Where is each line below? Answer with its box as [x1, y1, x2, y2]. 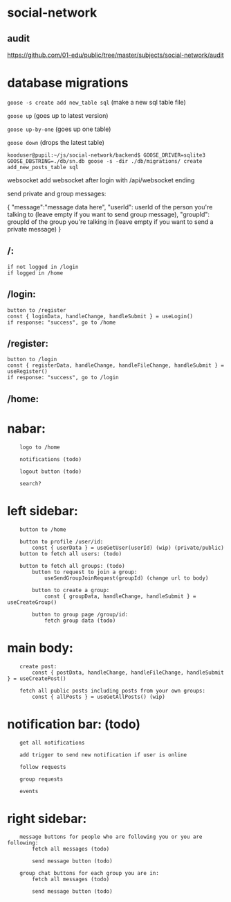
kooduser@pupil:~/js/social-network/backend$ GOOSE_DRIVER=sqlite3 [7, 151, 206, 159]
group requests [19, 775, 64, 783]
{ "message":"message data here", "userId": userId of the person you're [7, 202, 213, 211]
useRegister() [7, 368, 48, 375]
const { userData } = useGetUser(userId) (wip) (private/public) [32, 544, 225, 551]
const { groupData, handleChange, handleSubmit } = [44, 593, 196, 600]
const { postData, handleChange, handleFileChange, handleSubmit [32, 669, 225, 676]
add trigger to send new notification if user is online [19, 751, 187, 758]
